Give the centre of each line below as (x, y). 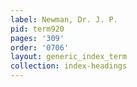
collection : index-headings (69, 66)
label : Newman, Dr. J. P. (64, 19)
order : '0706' (40, 47)
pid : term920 (37, 29)
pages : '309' (37, 38)
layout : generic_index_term (69, 57)
